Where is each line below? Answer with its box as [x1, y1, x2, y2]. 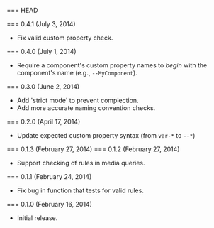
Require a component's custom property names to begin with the [16, 61, 208, 70]
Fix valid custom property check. [16, 33, 113, 42]
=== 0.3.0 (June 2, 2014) [6, 82, 80, 91]
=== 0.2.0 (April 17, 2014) [6, 117, 81, 126]
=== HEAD [6, 6, 38, 14]
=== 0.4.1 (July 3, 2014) [6, 20, 76, 28]
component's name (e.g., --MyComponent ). [16, 69, 137, 77]
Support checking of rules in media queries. [16, 159, 146, 167]
